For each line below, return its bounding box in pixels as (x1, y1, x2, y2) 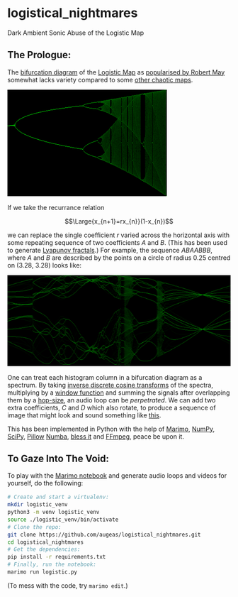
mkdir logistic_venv (7, 501, 69, 508)
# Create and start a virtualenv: (7, 493, 110, 501)
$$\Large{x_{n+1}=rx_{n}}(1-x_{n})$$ (64, 217, 174, 225)
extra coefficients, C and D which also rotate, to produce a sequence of (7, 403, 216, 412)
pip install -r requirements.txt (7, 554, 106, 561)
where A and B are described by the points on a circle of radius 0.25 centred (7, 253, 231, 262)
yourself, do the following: (7, 479, 84, 488)
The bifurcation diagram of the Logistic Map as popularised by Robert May (7, 67, 225, 76)
